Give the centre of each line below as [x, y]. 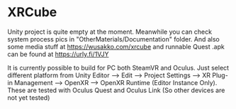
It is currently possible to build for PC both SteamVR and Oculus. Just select [118, 68]
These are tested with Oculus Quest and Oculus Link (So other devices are [116, 90]
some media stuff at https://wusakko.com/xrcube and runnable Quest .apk [116, 46]
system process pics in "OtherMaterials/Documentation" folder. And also [113, 39]
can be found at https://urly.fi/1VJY [58, 54]
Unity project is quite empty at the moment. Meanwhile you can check [110, 32]
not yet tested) [29, 97]
